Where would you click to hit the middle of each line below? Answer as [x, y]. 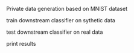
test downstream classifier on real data [55, 32]
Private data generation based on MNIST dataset [67, 9]
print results [21, 44]
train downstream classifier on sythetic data [61, 20]
